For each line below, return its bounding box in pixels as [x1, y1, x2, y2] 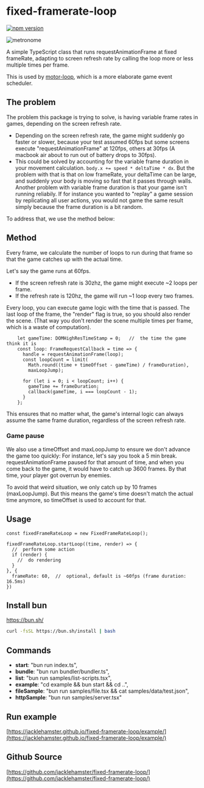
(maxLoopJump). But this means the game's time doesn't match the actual [6, 490, 194, 497]
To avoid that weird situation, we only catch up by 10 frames [6, 483, 157, 491]
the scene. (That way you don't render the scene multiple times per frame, [6, 316, 193, 324]
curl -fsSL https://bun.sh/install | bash [6, 628, 116, 635]
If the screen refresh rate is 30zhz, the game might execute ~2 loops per [15, 279, 198, 286]
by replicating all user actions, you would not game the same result [15, 197, 184, 204]
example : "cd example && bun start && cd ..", [15, 681, 129, 688]
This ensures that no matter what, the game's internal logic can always [6, 410, 184, 417]
